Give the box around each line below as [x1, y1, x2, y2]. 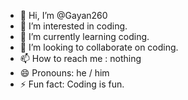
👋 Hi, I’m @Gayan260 [19, 10, 108, 21]
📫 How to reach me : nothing [19, 53, 142, 64]
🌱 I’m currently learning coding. [19, 31, 150, 42]
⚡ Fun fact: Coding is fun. [19, 78, 125, 90]
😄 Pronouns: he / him [19, 67, 110, 79]
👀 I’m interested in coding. [19, 20, 128, 32]
